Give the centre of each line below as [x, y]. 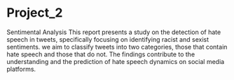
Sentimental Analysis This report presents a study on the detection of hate [114, 32]
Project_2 [35, 13]
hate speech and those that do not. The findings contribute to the [101, 54]
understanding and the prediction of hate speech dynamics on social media [116, 61]
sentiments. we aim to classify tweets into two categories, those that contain [117, 47]
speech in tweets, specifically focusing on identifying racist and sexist [108, 39]
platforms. [21, 69]
